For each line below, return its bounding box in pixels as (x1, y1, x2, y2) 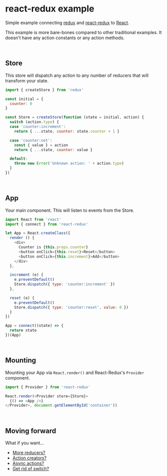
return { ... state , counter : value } (14, 147, 93, 152)
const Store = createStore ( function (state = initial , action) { (5, 115, 144, 120)
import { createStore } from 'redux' (5, 87, 84, 92)
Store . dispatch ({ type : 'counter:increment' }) (14, 282, 115, 287)
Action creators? (12, 455, 46, 461)
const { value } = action (14, 143, 68, 148)
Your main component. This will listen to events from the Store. (5, 207, 134, 213)
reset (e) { (9, 295, 35, 300)
